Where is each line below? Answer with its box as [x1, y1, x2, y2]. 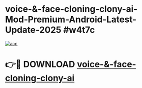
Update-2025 [5, 25, 61, 35]
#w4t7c [63, 25, 95, 35]
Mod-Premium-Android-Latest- [5, 14, 137, 25]
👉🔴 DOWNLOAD [5, 59, 75, 70]
